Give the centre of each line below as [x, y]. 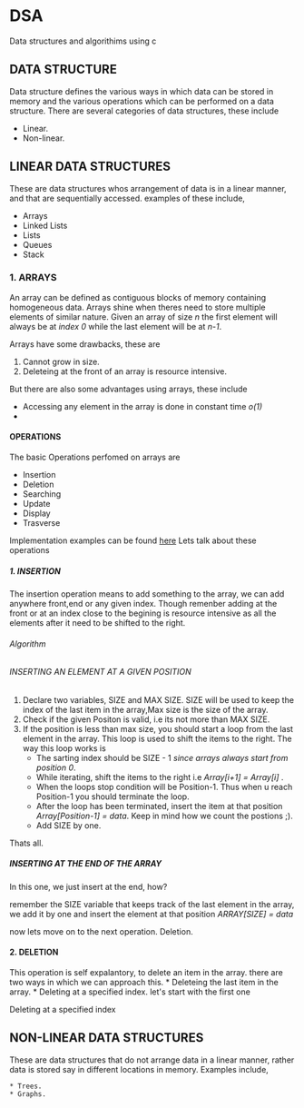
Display [37, 513]
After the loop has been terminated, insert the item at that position [159, 806]
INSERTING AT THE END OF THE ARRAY [86, 864]
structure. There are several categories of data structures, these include [144, 111]
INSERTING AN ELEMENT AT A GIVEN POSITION [101, 672]
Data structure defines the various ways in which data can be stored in [142, 91]
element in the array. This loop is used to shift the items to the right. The [157, 738]
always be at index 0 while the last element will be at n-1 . [116, 326]
